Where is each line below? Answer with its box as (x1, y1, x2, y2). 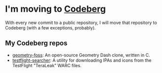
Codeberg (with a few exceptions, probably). (5, 24, 96, 30)
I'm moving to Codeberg (5, 3, 106, 15)
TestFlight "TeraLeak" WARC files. (12, 62, 82, 68)
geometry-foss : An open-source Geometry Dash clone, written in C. (12, 52, 150, 58)
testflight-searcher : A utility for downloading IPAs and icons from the (12, 57, 152, 63)
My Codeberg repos (5, 39, 68, 48)
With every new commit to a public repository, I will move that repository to (5, 20, 158, 25)
